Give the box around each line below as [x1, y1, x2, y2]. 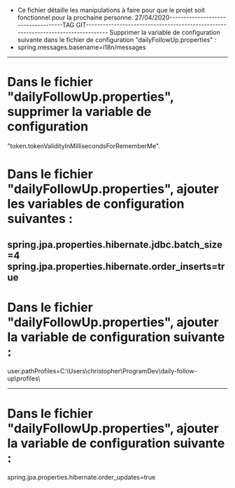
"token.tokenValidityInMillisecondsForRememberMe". [7, 141, 161, 150]
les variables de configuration [7, 196, 185, 212]
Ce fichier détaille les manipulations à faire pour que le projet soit [17, 6, 205, 14]
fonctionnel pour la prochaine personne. [17, 13, 134, 22]
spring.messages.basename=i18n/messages [17, 43, 146, 51]
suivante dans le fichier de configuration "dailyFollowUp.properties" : [17, 36, 217, 44]
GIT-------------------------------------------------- [76, 21, 227, 29]
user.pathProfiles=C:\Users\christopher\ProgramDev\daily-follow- [7, 367, 197, 375]
